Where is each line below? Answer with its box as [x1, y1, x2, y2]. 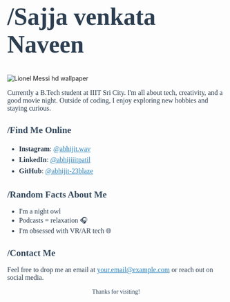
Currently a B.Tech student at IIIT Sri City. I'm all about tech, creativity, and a [7, 88, 223, 96]
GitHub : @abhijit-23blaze [19, 166, 93, 175]
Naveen [7, 30, 84, 58]
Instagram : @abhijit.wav [19, 145, 91, 153]
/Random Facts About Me [7, 188, 107, 200]
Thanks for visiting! [92, 288, 140, 296]
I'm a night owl [19, 207, 61, 215]
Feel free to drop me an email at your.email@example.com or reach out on [7, 266, 213, 274]
